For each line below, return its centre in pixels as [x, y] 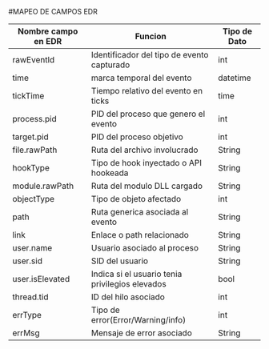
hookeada [110, 173]
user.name [32, 248]
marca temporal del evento [141, 78]
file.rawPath [35, 150]
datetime [235, 78]
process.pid [35, 119]
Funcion [151, 36]
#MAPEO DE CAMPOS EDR [53, 12]
